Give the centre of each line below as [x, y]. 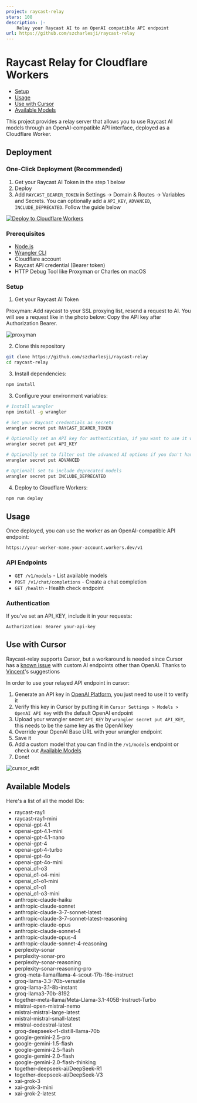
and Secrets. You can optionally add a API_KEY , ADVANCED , [83, 201]
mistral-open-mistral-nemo [47, 1006]
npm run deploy [25, 498]
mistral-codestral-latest [43, 1025]
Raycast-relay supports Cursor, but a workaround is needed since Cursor [94, 659]
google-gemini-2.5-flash [44, 1049]
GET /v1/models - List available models [61, 575]
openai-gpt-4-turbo [38, 849]
